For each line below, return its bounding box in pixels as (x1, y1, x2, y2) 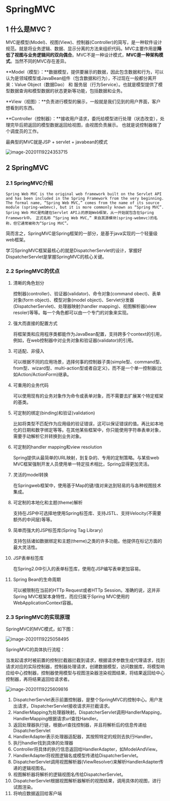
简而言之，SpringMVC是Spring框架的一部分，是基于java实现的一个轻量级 (6, 230, 158, 236)
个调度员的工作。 (6, 128, 41, 134)
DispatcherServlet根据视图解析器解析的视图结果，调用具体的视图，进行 (13, 778, 161, 784)
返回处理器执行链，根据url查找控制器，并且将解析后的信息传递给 (13, 722, 147, 728)
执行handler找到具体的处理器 (13, 740, 74, 746)
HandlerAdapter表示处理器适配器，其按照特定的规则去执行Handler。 (13, 733, 155, 740)
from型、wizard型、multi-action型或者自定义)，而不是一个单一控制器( (13, 365, 158, 371)
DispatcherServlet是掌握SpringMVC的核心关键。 (6, 253, 107, 259)
